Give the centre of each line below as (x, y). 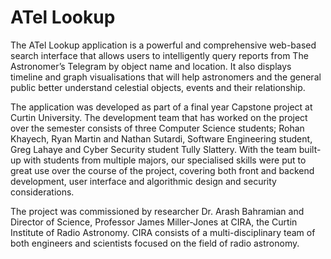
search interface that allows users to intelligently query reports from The (159, 55)
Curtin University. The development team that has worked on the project (159, 117)
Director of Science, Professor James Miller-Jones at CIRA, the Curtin (154, 222)
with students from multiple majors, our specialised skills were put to (165, 160)
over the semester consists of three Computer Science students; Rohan (157, 128)
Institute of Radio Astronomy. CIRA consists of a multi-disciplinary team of (163, 232)
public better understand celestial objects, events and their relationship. (158, 87)
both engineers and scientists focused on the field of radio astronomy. (155, 243)
